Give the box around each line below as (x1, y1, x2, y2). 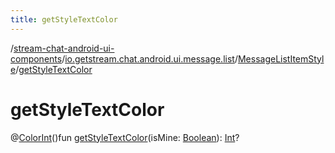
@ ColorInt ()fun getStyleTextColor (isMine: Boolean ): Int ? (10, 131, 240, 143)
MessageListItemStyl (237, 52, 325, 65)
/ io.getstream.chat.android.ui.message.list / (61, 52, 238, 65)
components (10, 52, 63, 65)
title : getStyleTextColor (10, 14, 118, 25)
